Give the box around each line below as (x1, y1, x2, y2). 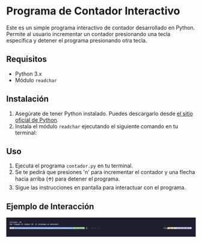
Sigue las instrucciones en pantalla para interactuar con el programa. (14, 184, 186, 191)
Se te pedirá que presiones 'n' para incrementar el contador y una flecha (14, 169, 195, 176)
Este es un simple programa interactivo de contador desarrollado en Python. (6, 24, 195, 31)
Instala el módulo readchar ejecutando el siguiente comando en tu (14, 122, 179, 130)
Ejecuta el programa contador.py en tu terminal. (14, 162, 133, 169)
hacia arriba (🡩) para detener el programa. (14, 175, 120, 182)
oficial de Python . (14, 116, 59, 124)
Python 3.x (14, 70, 42, 77)
